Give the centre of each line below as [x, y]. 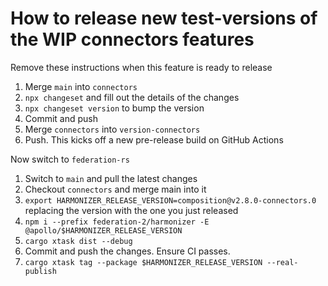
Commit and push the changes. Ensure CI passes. [127, 251]
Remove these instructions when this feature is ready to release [141, 67]
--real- [282, 262]
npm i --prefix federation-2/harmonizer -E [117, 222]
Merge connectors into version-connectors [112, 129]
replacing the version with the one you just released [131, 210]
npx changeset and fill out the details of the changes [132, 97]
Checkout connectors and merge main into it [115, 189]
